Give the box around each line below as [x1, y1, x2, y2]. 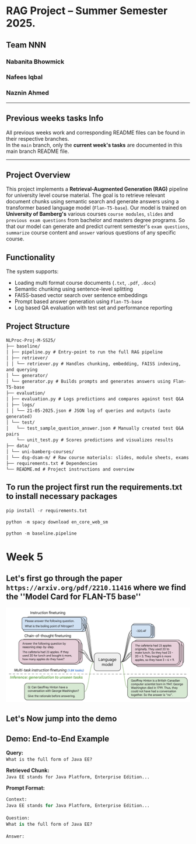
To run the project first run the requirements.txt [6, 482, 183, 492]
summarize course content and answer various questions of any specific [6, 229, 176, 236]
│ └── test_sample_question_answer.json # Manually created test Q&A [6, 425, 184, 431]
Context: [6, 797, 27, 802]
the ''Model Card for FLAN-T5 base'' [6, 591, 141, 601]
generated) [6, 413, 33, 420]
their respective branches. [6, 135, 69, 142]
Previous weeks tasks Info [6, 113, 104, 124]
